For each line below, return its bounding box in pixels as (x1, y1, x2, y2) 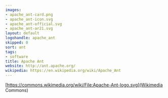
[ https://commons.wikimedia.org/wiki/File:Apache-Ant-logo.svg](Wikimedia (5, 82, 163, 88)
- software (5, 54, 28, 59)
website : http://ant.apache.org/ (5, 63, 76, 68)
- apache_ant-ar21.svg (5, 26, 53, 31)
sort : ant (5, 45, 26, 50)
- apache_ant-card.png (5, 12, 53, 17)
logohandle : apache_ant (5, 36, 56, 41)
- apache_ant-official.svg (5, 21, 62, 27)
